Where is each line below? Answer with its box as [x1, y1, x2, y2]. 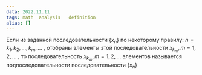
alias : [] [6, 20, 31, 26]
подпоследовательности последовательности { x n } [6, 61, 138, 70]
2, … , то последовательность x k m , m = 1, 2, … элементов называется [6, 53, 183, 62]
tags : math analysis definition [6, 14, 96, 20]
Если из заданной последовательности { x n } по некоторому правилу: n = [6, 37, 194, 45]
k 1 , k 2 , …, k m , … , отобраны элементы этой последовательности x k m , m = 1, [6, 44, 197, 54]
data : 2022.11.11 [6, 8, 50, 15]
